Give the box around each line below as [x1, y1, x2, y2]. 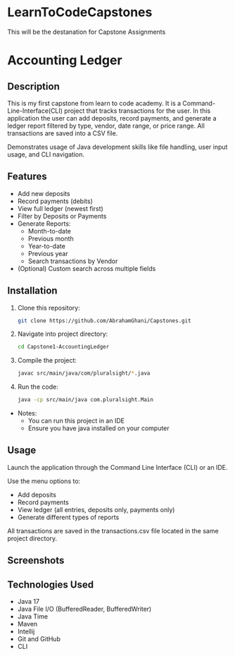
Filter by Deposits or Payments [17, 212, 107, 220]
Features [7, 171, 47, 183]
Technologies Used [7, 578, 94, 590]
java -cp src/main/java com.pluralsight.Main [17, 396, 153, 403]
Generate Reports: [17, 219, 71, 228]
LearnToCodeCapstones [7, 4, 153, 20]
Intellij [17, 627, 35, 636]
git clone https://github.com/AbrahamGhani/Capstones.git [17, 317, 191, 324]
